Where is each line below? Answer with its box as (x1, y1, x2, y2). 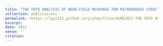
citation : (5, 34, 25, 39)
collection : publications (5, 11, 57, 16)
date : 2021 (5, 25, 27, 30)
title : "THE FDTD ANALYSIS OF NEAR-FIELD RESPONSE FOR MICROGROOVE (5, 7, 145, 12)
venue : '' (5, 29, 25, 34)
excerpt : (5, 20, 23, 25)
